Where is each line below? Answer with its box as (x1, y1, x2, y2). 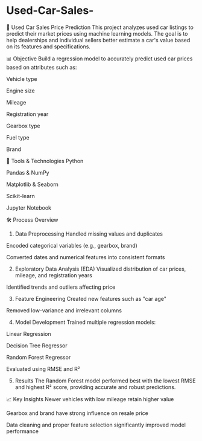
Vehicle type (6, 75, 37, 82)
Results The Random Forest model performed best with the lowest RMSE (14, 377, 196, 384)
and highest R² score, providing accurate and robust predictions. (14, 383, 176, 390)
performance (6, 427, 39, 435)
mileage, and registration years (14, 271, 92, 278)
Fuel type (6, 134, 30, 141)
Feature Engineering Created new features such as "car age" (14, 295, 167, 302)
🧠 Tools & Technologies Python (6, 157, 84, 164)
